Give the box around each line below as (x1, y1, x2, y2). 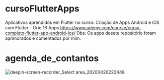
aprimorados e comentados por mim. (5, 35, 81, 41)
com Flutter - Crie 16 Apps (5, 24, 59, 30)
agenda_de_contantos (5, 53, 99, 64)
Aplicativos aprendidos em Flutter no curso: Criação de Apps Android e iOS (5, 19, 160, 25)
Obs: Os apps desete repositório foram (76, 30, 156, 36)
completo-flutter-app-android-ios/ (5, 30, 76, 36)
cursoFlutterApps (5, 3, 80, 14)
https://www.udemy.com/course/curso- (60, 24, 142, 30)
